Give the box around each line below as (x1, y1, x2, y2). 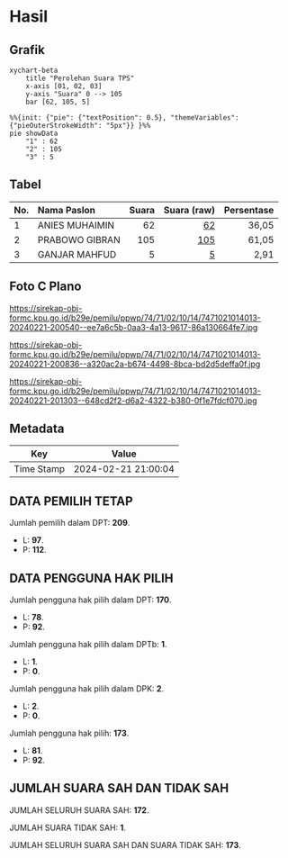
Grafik (9, 42, 45, 58)
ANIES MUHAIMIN (37, 219, 115, 231)
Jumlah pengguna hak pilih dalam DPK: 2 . (9, 683, 165, 694)
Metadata (9, 421, 65, 437)
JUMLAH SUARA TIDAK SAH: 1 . (9, 822, 126, 833)
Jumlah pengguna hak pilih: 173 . (9, 727, 130, 739)
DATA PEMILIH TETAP (9, 493, 133, 509)
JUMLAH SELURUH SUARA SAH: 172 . (9, 804, 149, 816)
